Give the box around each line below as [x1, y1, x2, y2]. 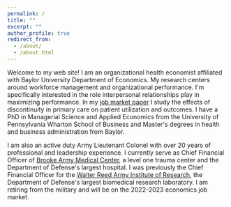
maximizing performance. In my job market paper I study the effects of [7, 98, 211, 106]
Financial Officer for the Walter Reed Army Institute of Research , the [7, 170, 203, 178]
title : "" [7, 17, 36, 24]
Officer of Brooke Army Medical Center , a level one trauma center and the [7, 155, 219, 164]
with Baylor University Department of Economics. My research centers [7, 75, 211, 84]
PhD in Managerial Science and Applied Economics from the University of [7, 112, 219, 121]
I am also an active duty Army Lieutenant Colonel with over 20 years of [7, 141, 211, 149]
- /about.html [13, 49, 54, 56]
